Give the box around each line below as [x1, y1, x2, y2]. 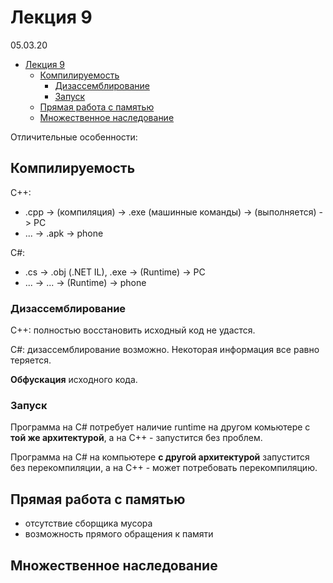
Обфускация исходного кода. [10, 374, 138, 386]
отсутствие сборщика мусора [24, 517, 153, 530]
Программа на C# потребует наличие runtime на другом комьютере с [10, 421, 311, 433]
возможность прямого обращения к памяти [24, 528, 214, 540]
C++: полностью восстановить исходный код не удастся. [10, 324, 256, 336]
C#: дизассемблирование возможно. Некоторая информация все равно [10, 344, 320, 356]
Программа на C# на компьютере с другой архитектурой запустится [10, 451, 310, 463]
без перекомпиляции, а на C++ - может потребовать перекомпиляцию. [10, 462, 318, 474]
